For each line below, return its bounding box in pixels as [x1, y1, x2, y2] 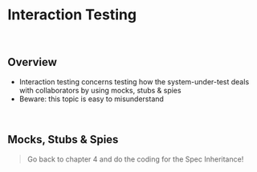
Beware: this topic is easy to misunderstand [18, 94, 164, 104]
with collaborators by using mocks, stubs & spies [18, 85, 182, 95]
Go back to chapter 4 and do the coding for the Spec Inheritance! [27, 154, 244, 164]
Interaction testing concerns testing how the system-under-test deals [18, 76, 250, 86]
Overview [7, 55, 58, 69]
